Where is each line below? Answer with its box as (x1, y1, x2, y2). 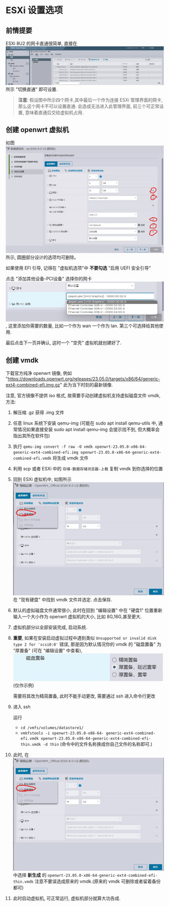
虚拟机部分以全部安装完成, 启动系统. (13, 624, 87, 631)
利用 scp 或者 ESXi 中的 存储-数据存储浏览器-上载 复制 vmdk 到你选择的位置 (13, 466, 163, 472)
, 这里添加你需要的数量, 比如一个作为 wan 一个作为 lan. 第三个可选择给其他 (6, 323, 159, 329)
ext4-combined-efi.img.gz (6, 382, 61, 388)
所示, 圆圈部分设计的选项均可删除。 (6, 254, 79, 260)
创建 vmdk (6, 356, 39, 364)
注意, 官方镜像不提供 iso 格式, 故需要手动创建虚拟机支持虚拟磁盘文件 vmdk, (6, 392, 161, 398)
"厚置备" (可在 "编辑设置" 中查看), (13, 648, 82, 654)
